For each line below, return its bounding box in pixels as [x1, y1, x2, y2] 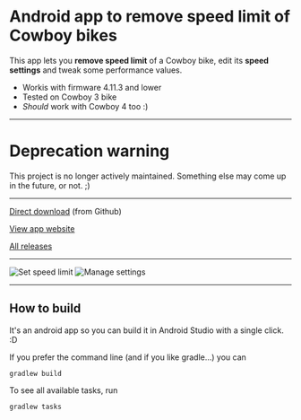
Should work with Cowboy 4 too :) [21, 101, 149, 111]
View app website [9, 223, 75, 234]
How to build [9, 301, 82, 316]
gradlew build [9, 369, 63, 378]
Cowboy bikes [9, 25, 118, 46]
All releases [9, 241, 53, 251]
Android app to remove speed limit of [9, 6, 291, 27]
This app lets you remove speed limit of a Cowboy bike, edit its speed [9, 55, 269, 66]
